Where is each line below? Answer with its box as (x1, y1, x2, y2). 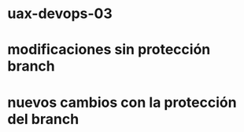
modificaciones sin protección (7, 41, 211, 59)
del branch (7, 110, 79, 128)
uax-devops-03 (7, 5, 113, 23)
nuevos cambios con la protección (7, 93, 237, 111)
